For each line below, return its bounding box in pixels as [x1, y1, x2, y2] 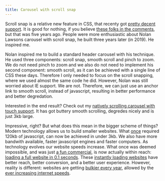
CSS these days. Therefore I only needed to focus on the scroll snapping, [5, 72, 154, 78]
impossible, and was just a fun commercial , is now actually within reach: [5, 149, 152, 155]
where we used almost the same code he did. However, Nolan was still [5, 77, 148, 83]
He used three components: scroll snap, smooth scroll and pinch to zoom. [5, 56, 155, 62]
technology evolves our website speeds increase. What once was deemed [5, 144, 156, 149]
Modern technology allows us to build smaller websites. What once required [5, 128, 160, 134]
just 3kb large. [5, 113, 34, 119]
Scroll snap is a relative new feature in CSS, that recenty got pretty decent [5, 21, 156, 27]
